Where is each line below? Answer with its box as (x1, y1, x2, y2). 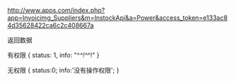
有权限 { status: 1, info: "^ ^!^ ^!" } (7, 51, 100, 59)
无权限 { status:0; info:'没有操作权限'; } (7, 66, 120, 74)
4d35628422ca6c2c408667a (7, 21, 94, 29)
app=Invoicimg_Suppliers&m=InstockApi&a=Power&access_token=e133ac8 (7, 13, 228, 22)
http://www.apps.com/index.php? (7, 6, 105, 14)
